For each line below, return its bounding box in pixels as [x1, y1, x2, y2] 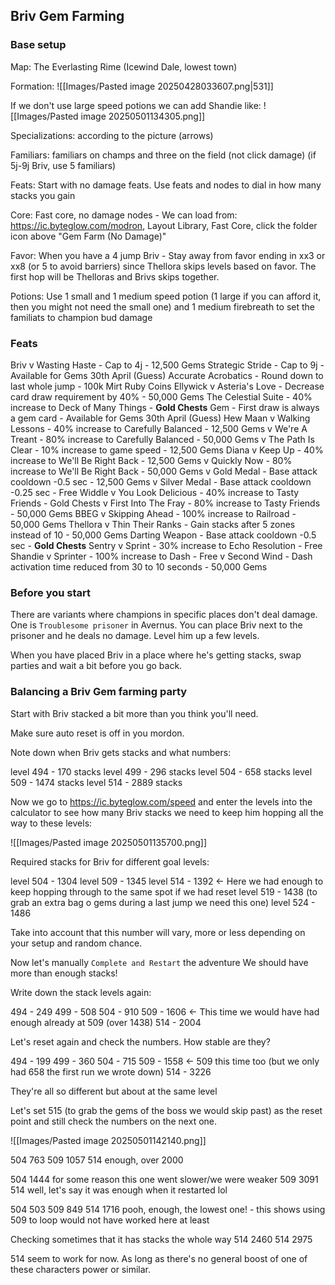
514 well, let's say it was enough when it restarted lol [10, 1184, 228, 1196]
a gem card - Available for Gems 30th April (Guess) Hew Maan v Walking [10, 412, 311, 424]
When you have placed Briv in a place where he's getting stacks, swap [10, 649, 302, 661]
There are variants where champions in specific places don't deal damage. [10, 609, 318, 621]
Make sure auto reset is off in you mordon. [10, 727, 185, 739]
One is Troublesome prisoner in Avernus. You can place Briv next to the [10, 619, 303, 631]
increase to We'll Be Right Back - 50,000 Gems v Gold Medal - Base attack [10, 465, 318, 477]
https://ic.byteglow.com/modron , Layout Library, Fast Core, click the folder [10, 219, 318, 231]
